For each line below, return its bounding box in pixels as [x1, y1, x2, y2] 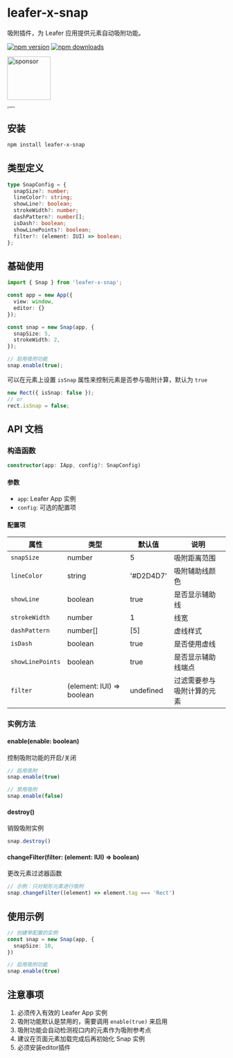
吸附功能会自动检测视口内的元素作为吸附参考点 [17, 1026, 151, 1034]
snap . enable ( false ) [7, 792, 64, 800]
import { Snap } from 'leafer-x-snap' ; [7, 279, 123, 286]
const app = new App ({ [7, 292, 73, 299]
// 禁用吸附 [7, 786, 38, 793]
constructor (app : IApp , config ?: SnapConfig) [7, 462, 141, 469]
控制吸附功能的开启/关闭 [7, 753, 77, 762]
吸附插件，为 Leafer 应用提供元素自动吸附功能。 [7, 29, 145, 37]
